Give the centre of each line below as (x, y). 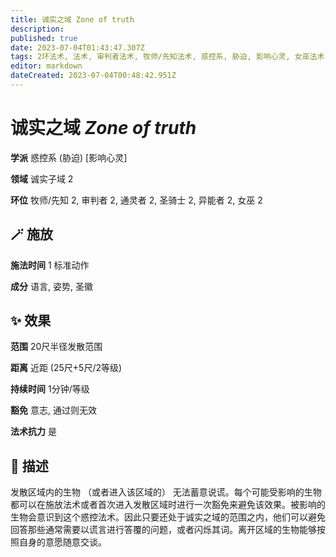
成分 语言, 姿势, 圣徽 (51, 286)
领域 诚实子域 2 (42, 178)
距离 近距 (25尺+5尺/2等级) (66, 368)
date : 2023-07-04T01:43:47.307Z (77, 47)
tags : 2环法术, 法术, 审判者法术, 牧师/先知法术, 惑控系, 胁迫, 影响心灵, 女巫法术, (170, 57)
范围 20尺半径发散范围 (56, 347)
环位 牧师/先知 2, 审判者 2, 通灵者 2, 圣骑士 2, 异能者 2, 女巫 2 (136, 200)
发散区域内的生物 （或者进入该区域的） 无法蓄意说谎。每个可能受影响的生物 (166, 492)
